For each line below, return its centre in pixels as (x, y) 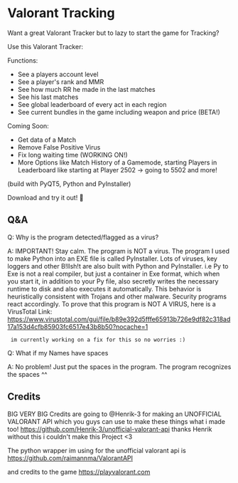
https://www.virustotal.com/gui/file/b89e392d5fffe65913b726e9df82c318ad (119, 319)
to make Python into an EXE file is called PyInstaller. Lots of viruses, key (113, 259)
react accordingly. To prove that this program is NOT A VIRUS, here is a (112, 303)
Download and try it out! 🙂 (45, 197)
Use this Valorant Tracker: (45, 46)
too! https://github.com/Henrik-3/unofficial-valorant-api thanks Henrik (110, 429)
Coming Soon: (28, 125)
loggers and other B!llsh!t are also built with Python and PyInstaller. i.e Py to (118, 266)
